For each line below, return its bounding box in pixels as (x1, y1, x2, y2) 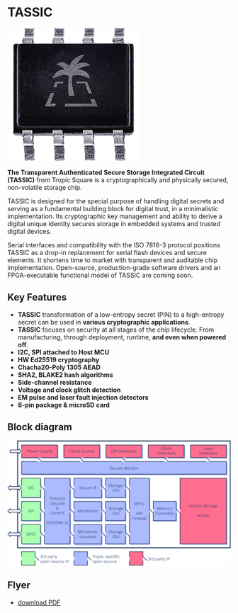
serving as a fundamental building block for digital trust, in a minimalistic (7, 204, 219, 213)
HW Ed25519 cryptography (17, 355, 100, 364)
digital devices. (7, 227, 52, 235)
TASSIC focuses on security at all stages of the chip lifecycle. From (17, 325, 215, 334)
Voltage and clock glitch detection (17, 386, 121, 394)
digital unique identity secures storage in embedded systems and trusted (7, 219, 221, 227)
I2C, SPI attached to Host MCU (17, 348, 110, 356)
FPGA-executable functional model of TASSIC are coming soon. (7, 271, 193, 279)
